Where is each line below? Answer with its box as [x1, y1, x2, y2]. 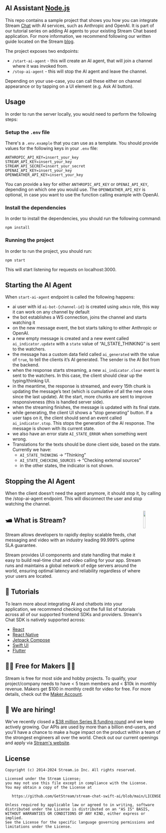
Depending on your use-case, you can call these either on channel [5, 78, 142, 84]
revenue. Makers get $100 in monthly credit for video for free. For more [5, 685, 151, 692]
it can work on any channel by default [12, 309, 90, 315]
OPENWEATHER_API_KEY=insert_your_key [5, 172, 83, 177]
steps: [5, 116, 18, 122]
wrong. [12, 436, 27, 442]
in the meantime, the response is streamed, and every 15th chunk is [12, 383, 151, 389]
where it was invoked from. [12, 63, 68, 69]
